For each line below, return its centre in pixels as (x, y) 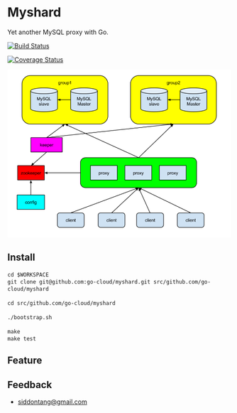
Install (21, 258)
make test (22, 338)
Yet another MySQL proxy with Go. (58, 32)
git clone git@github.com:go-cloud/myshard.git (79, 281)
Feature (25, 361)
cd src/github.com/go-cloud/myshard (61, 303)
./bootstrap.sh (30, 317)
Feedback (30, 385)
